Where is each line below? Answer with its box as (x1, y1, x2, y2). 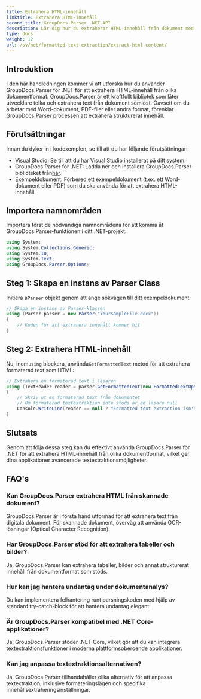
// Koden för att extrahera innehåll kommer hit (17, 322, 141, 329)
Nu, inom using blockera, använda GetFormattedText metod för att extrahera (6, 360, 190, 367)
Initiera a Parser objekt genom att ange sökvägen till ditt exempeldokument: (6, 294, 191, 301)
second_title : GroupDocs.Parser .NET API (6, 20, 111, 26)
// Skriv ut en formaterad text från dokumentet (17, 395, 141, 401)
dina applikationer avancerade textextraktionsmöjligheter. (6, 456, 148, 464)
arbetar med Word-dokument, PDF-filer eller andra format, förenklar (6, 105, 174, 112)
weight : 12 (6, 36, 33, 42)
